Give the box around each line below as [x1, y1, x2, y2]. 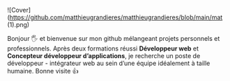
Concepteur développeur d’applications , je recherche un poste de [7, 52, 201, 60]
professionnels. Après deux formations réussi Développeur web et [7, 44, 199, 53]
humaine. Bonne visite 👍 [7, 67, 79, 75]
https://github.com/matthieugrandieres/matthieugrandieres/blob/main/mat [9, 13, 223, 21]
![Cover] [7, 6, 31, 14]
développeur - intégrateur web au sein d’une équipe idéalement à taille [7, 59, 210, 67]
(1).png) [7, 21, 30, 28]
